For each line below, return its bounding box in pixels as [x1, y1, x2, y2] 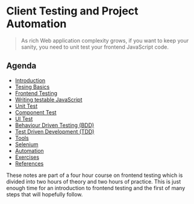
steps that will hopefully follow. [6, 191, 83, 198]
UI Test [14, 115, 33, 122]
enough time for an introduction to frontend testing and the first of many [6, 184, 186, 191]
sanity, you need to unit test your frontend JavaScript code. [20, 43, 169, 51]
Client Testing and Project [6, 4, 139, 18]
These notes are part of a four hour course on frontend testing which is [6, 172, 183, 179]
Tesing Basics [14, 83, 50, 90]
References [14, 159, 44, 167]
